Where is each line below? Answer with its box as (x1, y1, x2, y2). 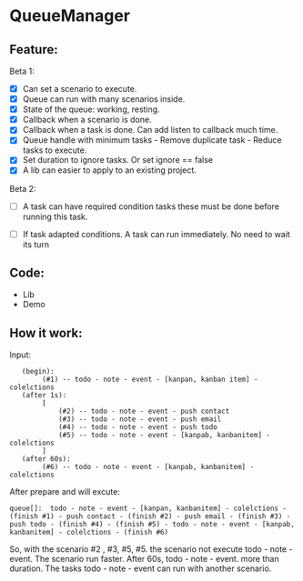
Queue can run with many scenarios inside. (22, 94, 186, 105)
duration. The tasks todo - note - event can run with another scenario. (9, 563, 272, 574)
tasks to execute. (22, 145, 87, 155)
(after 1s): (21, 391, 67, 400)
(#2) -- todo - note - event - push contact (57, 406, 230, 416)
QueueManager (9, 5, 130, 26)
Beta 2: (9, 183, 36, 194)
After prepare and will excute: (9, 486, 120, 497)
